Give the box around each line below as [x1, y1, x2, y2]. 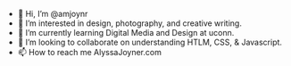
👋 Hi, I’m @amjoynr [17, 9, 88, 19]
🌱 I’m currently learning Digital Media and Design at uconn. [17, 28, 235, 37]
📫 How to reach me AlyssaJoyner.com [17, 47, 162, 57]
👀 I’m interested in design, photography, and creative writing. [17, 18, 243, 29]
